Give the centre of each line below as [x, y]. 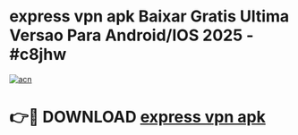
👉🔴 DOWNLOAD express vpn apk [137, 117]
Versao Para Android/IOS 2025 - [132, 35]
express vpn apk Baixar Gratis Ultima [149, 17]
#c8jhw [38, 55]
